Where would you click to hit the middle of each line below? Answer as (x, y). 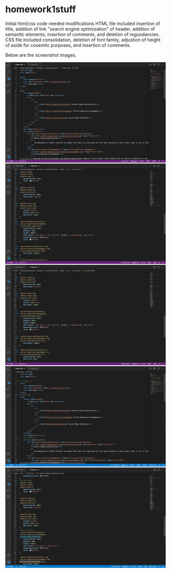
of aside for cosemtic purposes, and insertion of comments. (68, 45)
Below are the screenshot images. (41, 55)
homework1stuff (41, 9)
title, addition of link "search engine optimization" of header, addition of (80, 29)
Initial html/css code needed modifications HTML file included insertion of (83, 23)
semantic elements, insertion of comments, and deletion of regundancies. (83, 34)
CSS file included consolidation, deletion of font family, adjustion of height (83, 40)
